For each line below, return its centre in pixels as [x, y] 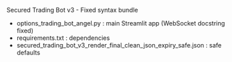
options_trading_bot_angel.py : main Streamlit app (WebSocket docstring [121, 23]
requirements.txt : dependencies [63, 38]
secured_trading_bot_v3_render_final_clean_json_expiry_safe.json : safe [119, 45]
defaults [28, 52]
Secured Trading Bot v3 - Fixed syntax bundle [72, 10]
